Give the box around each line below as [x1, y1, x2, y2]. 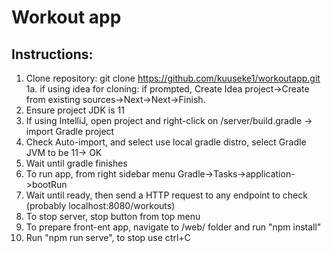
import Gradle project [25, 126, 115, 137]
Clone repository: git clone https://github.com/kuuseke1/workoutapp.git [25, 72, 321, 84]
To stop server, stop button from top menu [25, 211, 201, 222]
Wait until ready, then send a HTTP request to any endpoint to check [25, 189, 308, 201]
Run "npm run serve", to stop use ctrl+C [25, 232, 191, 243]
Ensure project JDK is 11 [25, 104, 125, 116]
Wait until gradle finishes [25, 157, 128, 169]
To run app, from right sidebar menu [25, 168, 176, 180]
